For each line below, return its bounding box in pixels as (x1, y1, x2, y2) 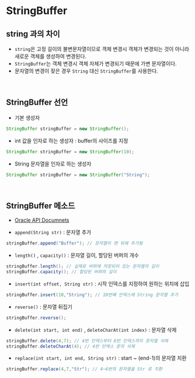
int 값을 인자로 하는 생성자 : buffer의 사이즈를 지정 (14, 137, 128, 144)
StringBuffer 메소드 (6, 201, 75, 211)
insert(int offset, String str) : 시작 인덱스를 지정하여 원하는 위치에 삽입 (14, 280, 190, 287)
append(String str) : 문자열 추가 (14, 229, 92, 236)
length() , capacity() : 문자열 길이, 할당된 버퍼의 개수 (14, 252, 139, 259)
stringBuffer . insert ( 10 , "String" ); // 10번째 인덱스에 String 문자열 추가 (6, 291, 179, 298)
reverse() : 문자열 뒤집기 (14, 303, 73, 310)
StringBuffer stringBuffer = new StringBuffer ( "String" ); (6, 171, 150, 178)
